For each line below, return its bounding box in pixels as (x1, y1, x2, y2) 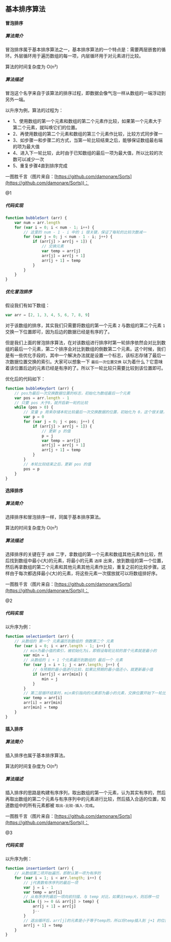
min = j (41, 676, 58, 681)
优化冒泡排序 (5, 288, 32, 294)
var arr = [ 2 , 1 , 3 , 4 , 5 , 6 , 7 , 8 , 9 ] (5, 313, 90, 318)
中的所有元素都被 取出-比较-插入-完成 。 (18, 802, 98, 809)
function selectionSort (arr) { (5, 633, 74, 639)
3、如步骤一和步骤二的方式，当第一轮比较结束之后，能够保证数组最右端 (12, 137, 163, 143)
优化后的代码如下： (5, 376, 46, 382)
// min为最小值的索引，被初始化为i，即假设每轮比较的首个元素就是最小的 (23, 648, 157, 653)
